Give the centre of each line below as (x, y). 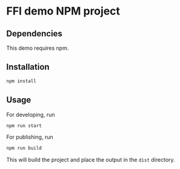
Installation (28, 67)
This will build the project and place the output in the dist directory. (91, 160)
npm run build (24, 148)
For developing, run (31, 114)
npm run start (24, 125)
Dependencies (34, 34)
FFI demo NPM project (63, 11)
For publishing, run (30, 137)
